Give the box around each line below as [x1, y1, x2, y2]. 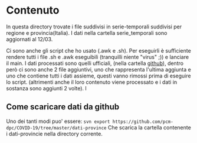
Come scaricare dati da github [6, 102, 120, 112]
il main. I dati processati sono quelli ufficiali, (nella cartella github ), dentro [6, 60, 184, 67]
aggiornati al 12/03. [6, 35, 53, 43]
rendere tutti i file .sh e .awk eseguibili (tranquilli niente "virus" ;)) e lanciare [6, 53, 189, 60]
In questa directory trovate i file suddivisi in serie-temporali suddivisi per [6, 23, 182, 30]
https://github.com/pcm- [112, 119, 174, 125]
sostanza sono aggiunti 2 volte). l [6, 84, 87, 92]
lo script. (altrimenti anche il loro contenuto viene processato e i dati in [6, 78, 178, 86]
